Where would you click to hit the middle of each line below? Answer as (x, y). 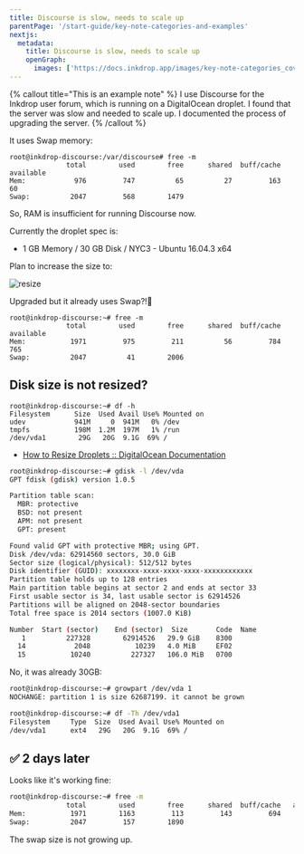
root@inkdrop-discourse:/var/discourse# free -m (103, 157)
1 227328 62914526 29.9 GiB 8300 (127, 638)
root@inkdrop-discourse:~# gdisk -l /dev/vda (96, 471)
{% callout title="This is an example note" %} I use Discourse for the (137, 94)
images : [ (52, 69)
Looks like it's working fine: (60, 781)
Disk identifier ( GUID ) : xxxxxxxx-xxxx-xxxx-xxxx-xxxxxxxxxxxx (131, 571)
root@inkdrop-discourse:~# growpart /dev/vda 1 (101, 689)
